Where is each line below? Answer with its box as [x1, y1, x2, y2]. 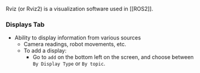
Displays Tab [5, 20, 45, 29]
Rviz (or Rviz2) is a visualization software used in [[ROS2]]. [5, 5, 153, 12]
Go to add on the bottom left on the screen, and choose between [32, 54, 194, 61]
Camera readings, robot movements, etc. [23, 41, 126, 48]
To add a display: [23, 47, 67, 54]
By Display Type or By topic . [32, 60, 106, 68]
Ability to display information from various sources [14, 34, 141, 41]
